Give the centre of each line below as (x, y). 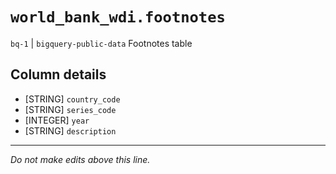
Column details (58, 74)
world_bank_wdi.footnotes (118, 17)
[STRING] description (70, 130)
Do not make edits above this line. (80, 159)
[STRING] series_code (70, 109)
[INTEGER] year (57, 120)
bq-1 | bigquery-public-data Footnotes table (101, 43)
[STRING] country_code (72, 99)
